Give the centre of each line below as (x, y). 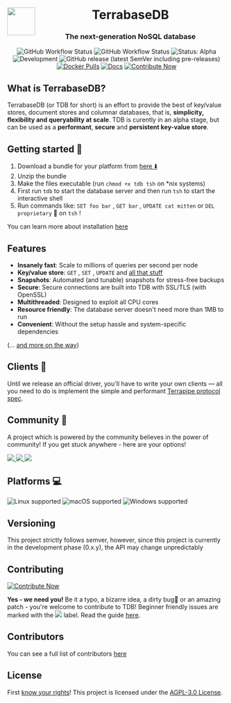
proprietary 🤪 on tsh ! (49, 213)
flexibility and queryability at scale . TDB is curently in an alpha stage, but (113, 120)
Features (27, 248)
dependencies (38, 331)
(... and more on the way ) (43, 345)
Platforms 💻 (35, 481)
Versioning (31, 523)
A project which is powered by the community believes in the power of (108, 437)
